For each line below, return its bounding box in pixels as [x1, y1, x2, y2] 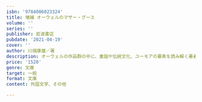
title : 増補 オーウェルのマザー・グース [6, 14, 95, 20]
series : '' [6, 25, 34, 32]
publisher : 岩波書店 [6, 31, 54, 37]
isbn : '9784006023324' [6, 8, 63, 15]
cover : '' [6, 43, 31, 49]
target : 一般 [6, 70, 37, 76]
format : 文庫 [6, 76, 37, 82]
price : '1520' [6, 59, 42, 65]
